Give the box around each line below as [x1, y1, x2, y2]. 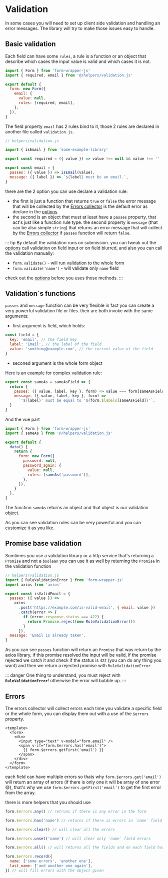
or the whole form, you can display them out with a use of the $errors [5, 711, 149, 717]
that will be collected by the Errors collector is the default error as [12, 203, 148, 209]
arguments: [5, 313, 29, 319]
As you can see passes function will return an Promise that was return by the [5, 647, 161, 653]
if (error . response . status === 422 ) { [23, 614, 104, 619]
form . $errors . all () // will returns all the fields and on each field [5, 845, 155, 850]
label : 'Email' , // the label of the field [9, 342, 101, 347]
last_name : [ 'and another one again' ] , [9, 864, 93, 869]
